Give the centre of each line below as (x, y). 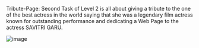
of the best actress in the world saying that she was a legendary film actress (99, 15)
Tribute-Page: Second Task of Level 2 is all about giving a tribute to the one (99, 9)
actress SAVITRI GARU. (34, 27)
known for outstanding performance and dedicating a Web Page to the (93, 21)
